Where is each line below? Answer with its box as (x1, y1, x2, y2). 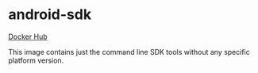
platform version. (8, 56, 64, 65)
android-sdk (8, 6, 92, 24)
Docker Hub (8, 32, 48, 41)
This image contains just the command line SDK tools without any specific (8, 47, 250, 56)
